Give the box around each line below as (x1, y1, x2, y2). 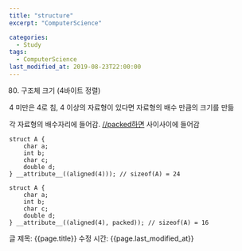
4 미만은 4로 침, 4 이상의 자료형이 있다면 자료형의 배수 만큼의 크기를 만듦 (9, 102, 234, 112)
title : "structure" (9, 11, 74, 20)
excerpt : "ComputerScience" (9, 19, 103, 27)
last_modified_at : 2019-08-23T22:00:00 (9, 63, 142, 71)
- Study (16, 41, 42, 48)
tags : (9, 48, 27, 56)
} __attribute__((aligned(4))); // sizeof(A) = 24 (9, 170, 181, 178)
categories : (9, 33, 49, 41)
